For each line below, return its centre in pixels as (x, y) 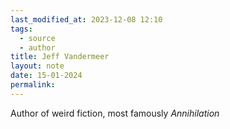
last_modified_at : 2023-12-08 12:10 (86, 19)
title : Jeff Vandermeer (60, 57)
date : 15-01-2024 (46, 76)
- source (37, 38)
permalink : (33, 85)
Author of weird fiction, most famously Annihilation (115, 113)
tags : (21, 29)
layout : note (37, 66)
